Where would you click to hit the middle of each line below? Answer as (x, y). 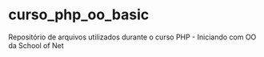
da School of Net (36, 45)
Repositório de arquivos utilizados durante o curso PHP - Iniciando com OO (132, 37)
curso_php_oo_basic (79, 15)
